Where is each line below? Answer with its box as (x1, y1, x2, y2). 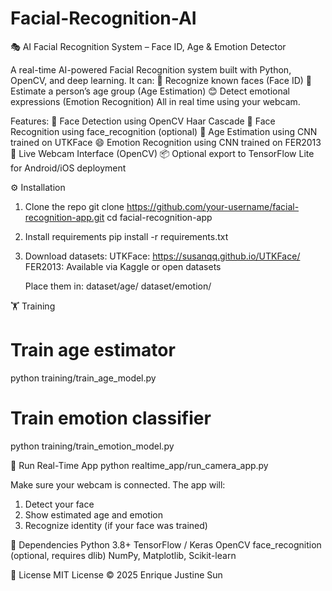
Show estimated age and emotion (24, 508, 164, 521)
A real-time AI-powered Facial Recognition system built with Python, (10, 63, 292, 76)
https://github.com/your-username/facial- (126, 200, 300, 212)
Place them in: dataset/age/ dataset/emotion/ (24, 280, 212, 292)
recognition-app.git (24, 211, 105, 223)
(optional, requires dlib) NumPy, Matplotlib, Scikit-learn (10, 549, 237, 561)
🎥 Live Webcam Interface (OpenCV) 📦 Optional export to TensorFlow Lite (10, 147, 315, 159)
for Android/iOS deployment (10, 162, 127, 174)
